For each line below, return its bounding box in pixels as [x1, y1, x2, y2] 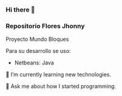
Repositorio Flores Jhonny [5, 21, 85, 30]
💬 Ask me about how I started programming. [5, 83, 117, 90]
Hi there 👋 [5, 5, 36, 14]
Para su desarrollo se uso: [5, 47, 71, 55]
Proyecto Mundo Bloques [5, 36, 69, 43]
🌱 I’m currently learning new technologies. [5, 71, 112, 78]
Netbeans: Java [14, 59, 54, 66]
